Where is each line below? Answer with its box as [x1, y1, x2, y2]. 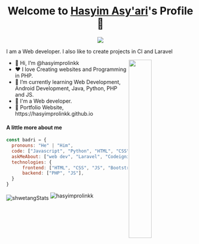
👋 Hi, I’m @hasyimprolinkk [14, 59, 79, 66]
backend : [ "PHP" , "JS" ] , [22, 170, 84, 177]
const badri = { [6, 137, 47, 143]
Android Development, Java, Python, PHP [14, 85, 118, 92]
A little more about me [6, 123, 63, 131]
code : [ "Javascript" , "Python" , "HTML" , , [11, 148, 154, 154]
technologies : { [11, 159, 52, 165]
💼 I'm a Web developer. [14, 97, 72, 104]
